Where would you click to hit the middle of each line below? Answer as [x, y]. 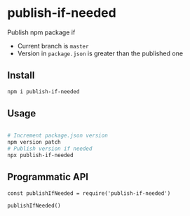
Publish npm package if [41, 32]
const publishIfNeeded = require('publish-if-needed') [89, 193]
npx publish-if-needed [40, 156]
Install [21, 75]
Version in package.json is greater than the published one [100, 53]
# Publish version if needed [50, 149]
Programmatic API [48, 177]
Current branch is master [53, 46]
